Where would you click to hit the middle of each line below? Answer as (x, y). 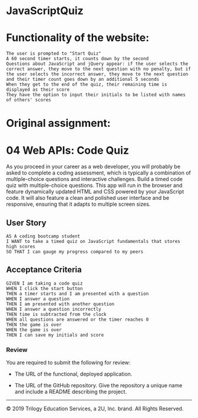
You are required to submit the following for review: (68, 363)
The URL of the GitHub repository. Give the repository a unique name (98, 386)
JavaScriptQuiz (45, 11)
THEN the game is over (34, 325)
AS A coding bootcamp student (43, 236)
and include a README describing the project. (71, 392)
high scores (21, 247)
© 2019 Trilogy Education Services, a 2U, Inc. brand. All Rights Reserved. (95, 409)
